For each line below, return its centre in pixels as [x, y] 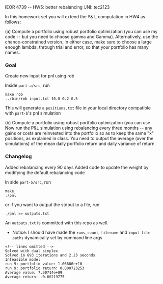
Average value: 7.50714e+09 [34, 272]
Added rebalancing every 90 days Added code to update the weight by [77, 167]
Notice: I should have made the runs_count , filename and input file [81, 232]
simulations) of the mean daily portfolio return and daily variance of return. [81, 144]
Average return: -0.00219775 [35, 277]
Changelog [18, 156]
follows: [13, 22]
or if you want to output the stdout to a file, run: [53, 205]
